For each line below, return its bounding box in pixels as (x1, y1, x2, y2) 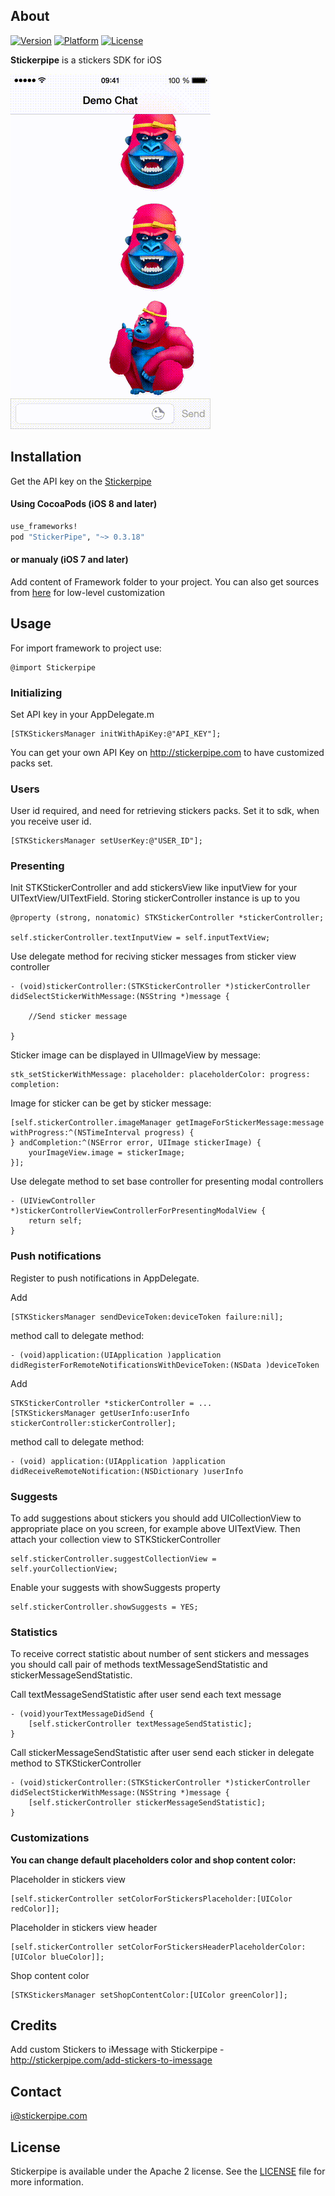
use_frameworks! (10, 521, 78, 531)
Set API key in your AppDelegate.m (10, 708, 155, 720)
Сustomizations (10, 1831, 90, 1845)
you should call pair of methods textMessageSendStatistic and (10, 1659, 268, 1671)
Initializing (10, 685, 63, 699)
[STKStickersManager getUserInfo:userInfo (10, 1408, 190, 1418)
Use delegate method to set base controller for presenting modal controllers (10, 1175, 324, 1188)
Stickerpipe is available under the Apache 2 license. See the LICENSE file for (10, 2165, 326, 2178)
